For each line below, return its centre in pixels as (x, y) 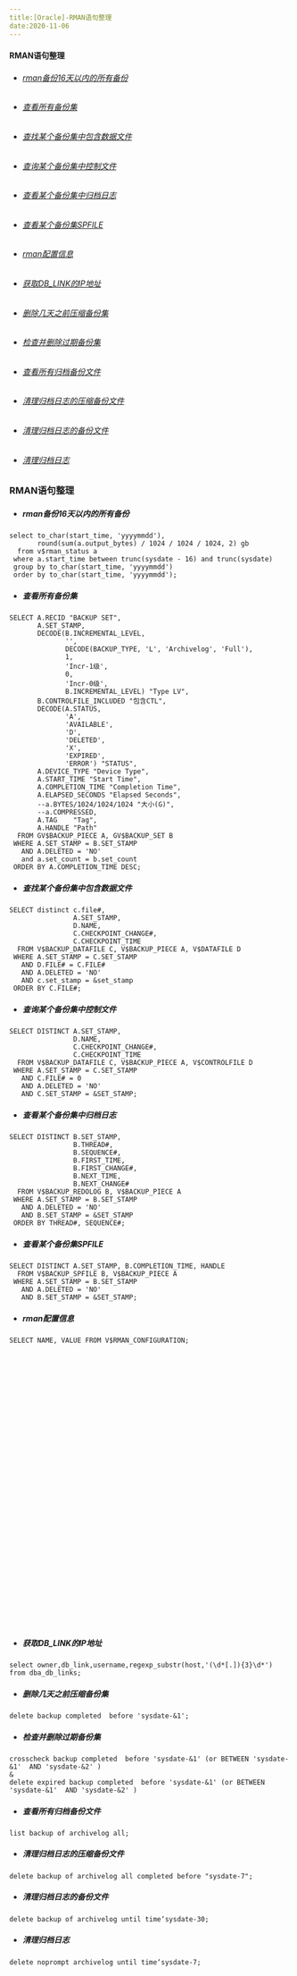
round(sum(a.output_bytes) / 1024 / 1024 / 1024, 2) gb (143, 544)
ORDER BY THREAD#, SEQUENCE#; (69, 1223)
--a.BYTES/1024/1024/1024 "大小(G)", (106, 805)
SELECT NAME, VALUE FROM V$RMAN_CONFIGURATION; (99, 1340)
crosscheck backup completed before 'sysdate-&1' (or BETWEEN (129, 1759)
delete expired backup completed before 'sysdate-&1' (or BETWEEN (137, 1782)
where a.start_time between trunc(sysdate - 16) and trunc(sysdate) (143, 560)
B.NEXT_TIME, (97, 1177)
